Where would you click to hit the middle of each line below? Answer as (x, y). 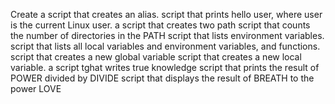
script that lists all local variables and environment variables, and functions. (165, 46)
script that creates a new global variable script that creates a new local (156, 57)
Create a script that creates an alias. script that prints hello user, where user (166, 14)
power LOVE (36, 88)
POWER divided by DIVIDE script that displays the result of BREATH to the (162, 78)
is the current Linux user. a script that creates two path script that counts (160, 25)
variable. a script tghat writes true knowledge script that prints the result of (165, 67)
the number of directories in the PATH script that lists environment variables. (167, 35)
